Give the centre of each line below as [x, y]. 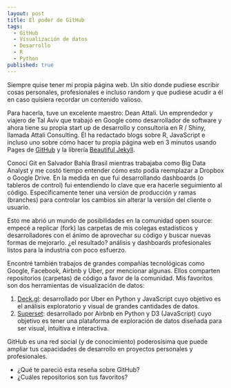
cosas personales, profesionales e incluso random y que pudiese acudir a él [115, 92]
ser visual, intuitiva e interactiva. [63, 328]
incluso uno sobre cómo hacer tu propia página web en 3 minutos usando [112, 142]
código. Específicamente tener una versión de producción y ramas [102, 192]
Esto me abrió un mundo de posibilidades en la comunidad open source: [110, 220]
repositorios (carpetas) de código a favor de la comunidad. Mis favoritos [110, 278]
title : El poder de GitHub [46, 20]
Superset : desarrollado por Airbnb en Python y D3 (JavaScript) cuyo [114, 313]
